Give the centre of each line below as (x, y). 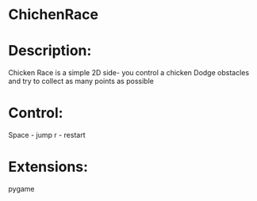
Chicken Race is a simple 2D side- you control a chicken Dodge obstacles (129, 73)
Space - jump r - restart (47, 135)
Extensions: (48, 167)
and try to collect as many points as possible (81, 82)
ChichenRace (54, 15)
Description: (50, 51)
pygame (21, 189)
